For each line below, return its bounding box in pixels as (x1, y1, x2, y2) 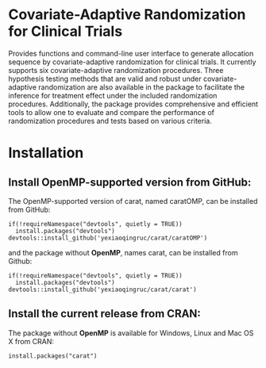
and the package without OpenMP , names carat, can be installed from (8, 247, 238, 257)
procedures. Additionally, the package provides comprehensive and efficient (8, 99, 259, 109)
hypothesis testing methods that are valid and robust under (8, 74, 202, 83)
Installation (8, 144, 84, 162)
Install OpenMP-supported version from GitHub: (8, 175, 252, 189)
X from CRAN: (8, 336, 54, 346)
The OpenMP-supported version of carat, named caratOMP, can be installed (8, 196, 258, 205)
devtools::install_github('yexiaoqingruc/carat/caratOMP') (8, 234, 208, 242)
